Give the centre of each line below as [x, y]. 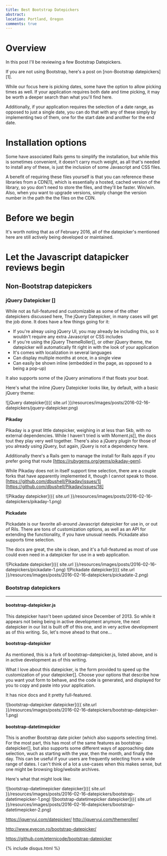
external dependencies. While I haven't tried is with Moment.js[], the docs [81, 435]
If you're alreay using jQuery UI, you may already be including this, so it [86, 331]
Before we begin [40, 218]
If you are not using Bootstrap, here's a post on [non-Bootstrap [70, 72]
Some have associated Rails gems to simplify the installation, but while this [82, 157]
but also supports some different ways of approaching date [93, 748]
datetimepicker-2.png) [28, 810]
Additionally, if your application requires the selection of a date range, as [80, 107]
